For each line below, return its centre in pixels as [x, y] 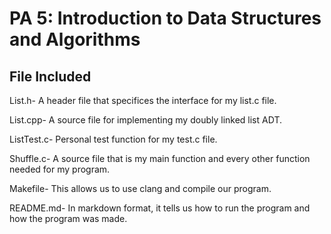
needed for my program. [60, 169]
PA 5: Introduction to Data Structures [165, 18]
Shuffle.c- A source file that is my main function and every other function [160, 158]
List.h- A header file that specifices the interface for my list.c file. [143, 100]
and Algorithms [75, 39]
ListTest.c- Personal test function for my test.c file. [113, 139]
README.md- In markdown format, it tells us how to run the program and [160, 208]
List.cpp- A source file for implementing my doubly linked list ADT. [145, 120]
